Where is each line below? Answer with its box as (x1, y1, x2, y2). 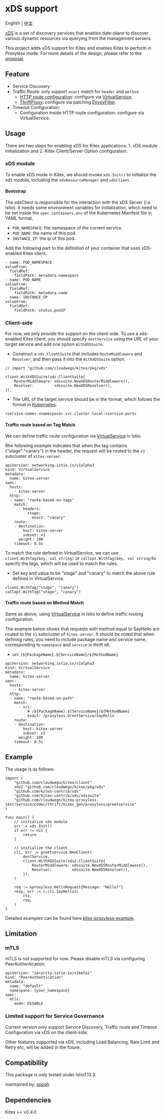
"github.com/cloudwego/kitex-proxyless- (14, 797, 99, 802)
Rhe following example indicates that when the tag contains (5, 443, 127, 448)
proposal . (5, 55, 25, 61)
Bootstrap (5, 188, 26, 194)
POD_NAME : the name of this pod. (12, 230, 77, 236)
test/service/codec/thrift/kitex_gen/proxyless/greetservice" (5, 802, 137, 807)
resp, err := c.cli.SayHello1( (14, 889, 79, 894)
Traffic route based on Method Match (5, 600, 84, 606)
